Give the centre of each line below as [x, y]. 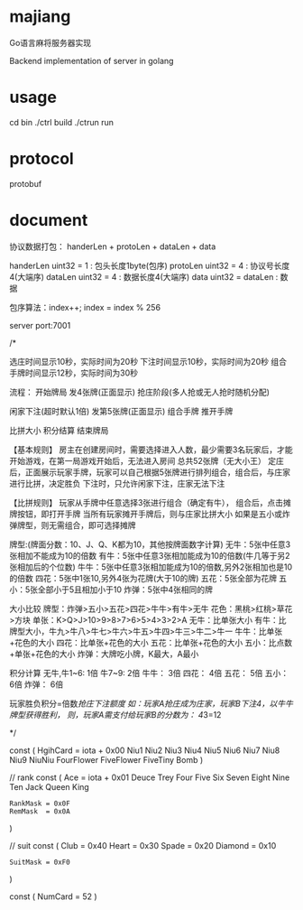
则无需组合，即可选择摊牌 [88, 525]
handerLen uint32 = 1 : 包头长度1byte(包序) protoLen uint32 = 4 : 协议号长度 [150, 265]
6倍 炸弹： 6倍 [37, 684]
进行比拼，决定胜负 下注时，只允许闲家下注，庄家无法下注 [117, 483]
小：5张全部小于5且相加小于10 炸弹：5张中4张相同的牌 [111, 590]
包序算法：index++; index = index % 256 [85, 307]
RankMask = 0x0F [40, 803]
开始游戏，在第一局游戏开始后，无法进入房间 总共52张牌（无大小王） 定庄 [147, 460]
